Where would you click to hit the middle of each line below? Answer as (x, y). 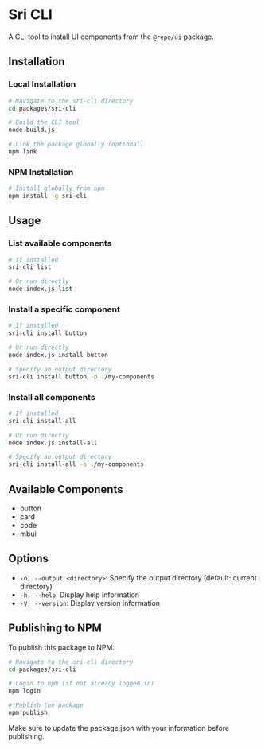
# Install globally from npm (57, 188)
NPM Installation (41, 172)
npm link (23, 152)
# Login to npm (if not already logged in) (82, 684)
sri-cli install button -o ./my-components (82, 376)
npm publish (28, 713)
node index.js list (41, 289)
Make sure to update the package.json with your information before (119, 728)
